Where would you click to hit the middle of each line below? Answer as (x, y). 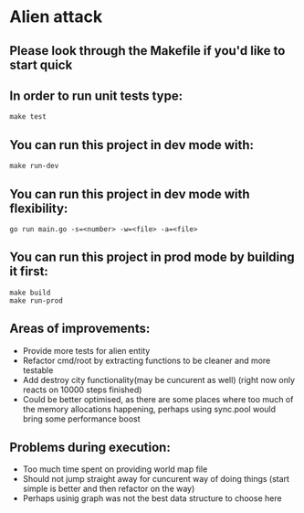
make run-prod (37, 300)
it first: (29, 272)
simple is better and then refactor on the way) (109, 489)
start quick (41, 64)
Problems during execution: (90, 448)
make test (28, 117)
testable (38, 370)
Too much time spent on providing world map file (115, 469)
